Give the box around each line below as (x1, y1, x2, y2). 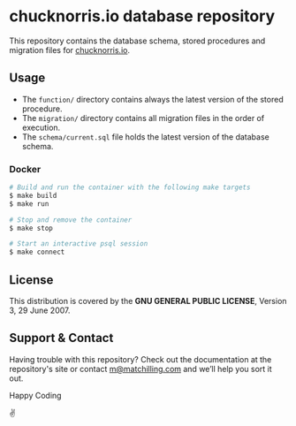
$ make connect (9, 247, 65, 257)
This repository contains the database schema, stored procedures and (9, 35, 266, 46)
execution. (21, 122, 61, 133)
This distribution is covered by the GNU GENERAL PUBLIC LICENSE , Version (9, 295, 287, 306)
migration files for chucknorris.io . (9, 44, 131, 55)
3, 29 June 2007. (9, 305, 71, 316)
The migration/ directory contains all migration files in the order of (21, 112, 265, 123)
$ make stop (9, 224, 53, 232)
